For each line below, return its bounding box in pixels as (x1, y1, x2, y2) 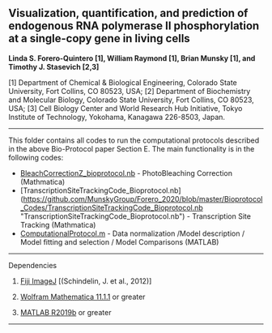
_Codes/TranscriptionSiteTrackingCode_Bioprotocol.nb (19, 203, 204, 212)
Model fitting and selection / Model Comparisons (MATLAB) (19, 237, 219, 246)
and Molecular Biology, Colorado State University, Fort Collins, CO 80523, (8, 95, 255, 105)
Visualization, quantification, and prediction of (8, 6, 249, 20)
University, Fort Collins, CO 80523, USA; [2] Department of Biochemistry (8, 86, 251, 96)
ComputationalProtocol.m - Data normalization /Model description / (19, 228, 245, 238)
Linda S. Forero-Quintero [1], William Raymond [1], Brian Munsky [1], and (8, 53, 256, 63)
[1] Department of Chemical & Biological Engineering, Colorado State (8, 77, 237, 88)
